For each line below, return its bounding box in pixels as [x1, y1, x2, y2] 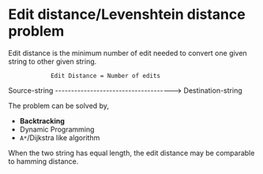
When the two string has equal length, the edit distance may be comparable [8, 148, 255, 157]
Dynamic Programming [19, 124, 95, 134]
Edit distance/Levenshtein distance [8, 6, 246, 24]
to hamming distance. [8, 156, 79, 166]
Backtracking [19, 116, 66, 125]
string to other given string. [8, 57, 97, 66]
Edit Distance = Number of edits [50, 72, 160, 80]
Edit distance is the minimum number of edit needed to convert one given [8, 48, 247, 57]
